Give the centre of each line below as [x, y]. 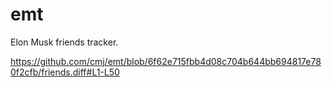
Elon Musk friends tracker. [64, 42]
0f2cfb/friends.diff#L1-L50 [65, 72]
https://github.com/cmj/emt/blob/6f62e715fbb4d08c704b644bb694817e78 [166, 61]
